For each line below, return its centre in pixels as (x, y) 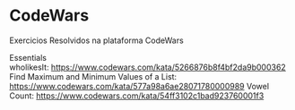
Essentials (28, 57)
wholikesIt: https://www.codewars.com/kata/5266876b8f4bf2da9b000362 (148, 67)
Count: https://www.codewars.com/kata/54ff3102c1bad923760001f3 (137, 96)
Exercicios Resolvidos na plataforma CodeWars (96, 40)
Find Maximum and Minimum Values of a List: (93, 76)
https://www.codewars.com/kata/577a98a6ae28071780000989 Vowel (139, 86)
